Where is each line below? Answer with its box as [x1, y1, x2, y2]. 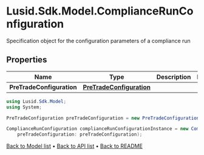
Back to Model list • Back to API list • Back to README [6, 142, 143, 150]
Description [156, 73, 191, 81]
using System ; [6, 104, 42, 110]
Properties [6, 54, 47, 65]
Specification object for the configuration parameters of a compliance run [6, 37, 191, 44]
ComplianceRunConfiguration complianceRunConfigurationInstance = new [6, 126, 189, 132]
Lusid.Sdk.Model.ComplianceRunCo [6, 4, 194, 18]
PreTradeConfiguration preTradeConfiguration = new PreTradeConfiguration [6, 115, 200, 121]
